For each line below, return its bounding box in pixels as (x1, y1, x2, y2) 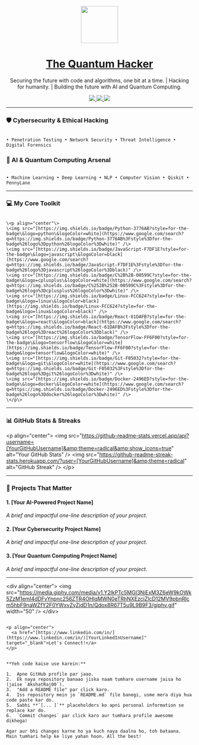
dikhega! (6, 718, 28, 724)
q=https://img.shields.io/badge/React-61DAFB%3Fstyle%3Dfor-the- (6, 324, 171, 330)
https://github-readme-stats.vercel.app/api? (82, 432, 190, 440)
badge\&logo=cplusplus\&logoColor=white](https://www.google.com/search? (6, 277, 192, 284)
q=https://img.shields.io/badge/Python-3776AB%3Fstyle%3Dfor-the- (6, 235, 174, 242)
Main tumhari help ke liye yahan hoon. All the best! (6, 733, 142, 739)
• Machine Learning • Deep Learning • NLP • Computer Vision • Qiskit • (6, 174, 190, 180)
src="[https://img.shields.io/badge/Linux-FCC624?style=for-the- (21, 293, 187, 299)
